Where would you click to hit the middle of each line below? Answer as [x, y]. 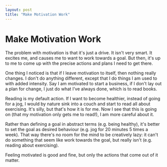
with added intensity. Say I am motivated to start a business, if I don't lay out [83, 84]
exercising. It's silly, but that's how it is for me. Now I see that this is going [81, 109]
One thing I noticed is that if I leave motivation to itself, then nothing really [81, 73]
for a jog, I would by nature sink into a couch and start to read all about [78, 104]
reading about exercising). [32, 146]
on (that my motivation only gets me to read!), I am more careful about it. [80, 115]
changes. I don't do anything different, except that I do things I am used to [81, 78]
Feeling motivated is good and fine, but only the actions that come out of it [82, 155]
